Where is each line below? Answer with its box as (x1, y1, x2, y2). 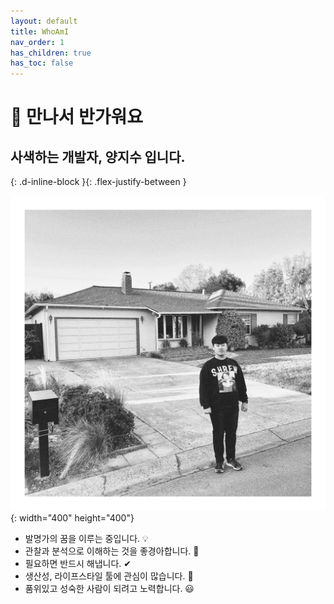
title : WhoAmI (10, 26, 70, 37)
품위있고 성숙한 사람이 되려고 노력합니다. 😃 (24, 583, 195, 595)
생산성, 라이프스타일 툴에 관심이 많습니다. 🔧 (24, 570, 194, 582)
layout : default (10, 16, 78, 26)
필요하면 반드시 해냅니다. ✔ (24, 558, 132, 570)
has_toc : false (10, 58, 74, 69)
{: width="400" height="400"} (10, 512, 135, 524)
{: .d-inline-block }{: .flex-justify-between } (10, 176, 187, 188)
